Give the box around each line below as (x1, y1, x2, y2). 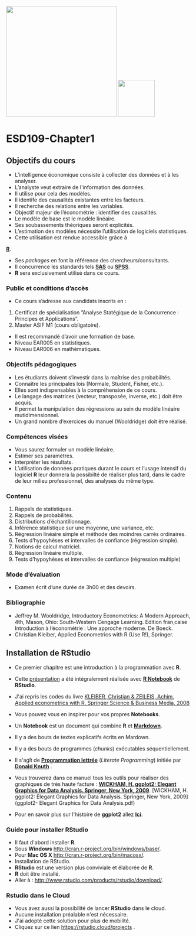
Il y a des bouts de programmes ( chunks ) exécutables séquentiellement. (14, 745, 190, 752)
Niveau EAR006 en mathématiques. (14, 346, 101, 353)
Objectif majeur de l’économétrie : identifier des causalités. (14, 209, 158, 216)
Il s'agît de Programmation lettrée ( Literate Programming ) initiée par (14, 756, 181, 763)
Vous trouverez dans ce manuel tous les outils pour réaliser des (14, 774, 169, 781)
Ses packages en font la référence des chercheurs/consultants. (14, 257, 170, 264)
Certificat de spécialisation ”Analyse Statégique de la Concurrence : (14, 309, 180, 316)
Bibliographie (6, 599, 45, 607)
